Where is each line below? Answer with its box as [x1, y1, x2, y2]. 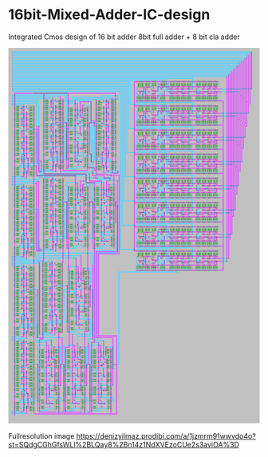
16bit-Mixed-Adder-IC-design [8, 6, 211, 24]
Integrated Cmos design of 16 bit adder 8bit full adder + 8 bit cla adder [8, 32, 241, 41]
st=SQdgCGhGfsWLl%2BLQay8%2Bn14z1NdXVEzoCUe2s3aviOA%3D [8, 440, 239, 450]
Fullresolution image [8, 431, 75, 441]
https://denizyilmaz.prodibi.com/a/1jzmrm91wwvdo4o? [76, 431, 257, 441]
